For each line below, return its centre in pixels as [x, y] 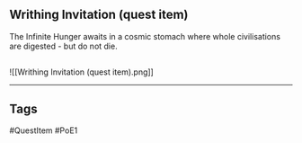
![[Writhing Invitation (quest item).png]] [82, 72]
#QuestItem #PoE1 [44, 130]
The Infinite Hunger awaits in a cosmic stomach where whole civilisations [145, 36]
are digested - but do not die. [64, 46]
